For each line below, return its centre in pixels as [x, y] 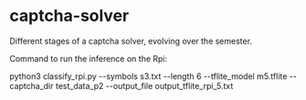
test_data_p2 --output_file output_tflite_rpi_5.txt [144, 85]
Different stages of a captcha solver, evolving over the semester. [131, 41]
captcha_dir [32, 85]
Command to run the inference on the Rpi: [89, 58]
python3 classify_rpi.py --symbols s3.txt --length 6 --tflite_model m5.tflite [148, 76]
